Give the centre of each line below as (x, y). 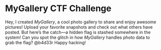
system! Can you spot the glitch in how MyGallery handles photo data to (78, 37)
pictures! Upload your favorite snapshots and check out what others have (79, 27)
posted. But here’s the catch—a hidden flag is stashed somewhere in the (78, 32)
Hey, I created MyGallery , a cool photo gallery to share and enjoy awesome (81, 22)
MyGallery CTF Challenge (58, 8)
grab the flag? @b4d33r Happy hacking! (46, 42)
